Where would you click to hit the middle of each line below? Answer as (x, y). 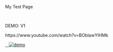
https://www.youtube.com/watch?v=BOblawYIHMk (57, 35)
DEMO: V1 (15, 26)
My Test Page (19, 7)
